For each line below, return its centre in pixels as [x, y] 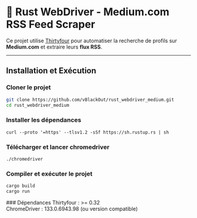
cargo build [21, 186]
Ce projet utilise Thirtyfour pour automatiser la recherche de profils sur [92, 40]
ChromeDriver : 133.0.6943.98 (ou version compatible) [72, 209]
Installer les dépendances [44, 120]
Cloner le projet [28, 87]
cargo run [18, 192]
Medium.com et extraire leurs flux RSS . [54, 47]
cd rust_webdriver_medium [38, 105]
